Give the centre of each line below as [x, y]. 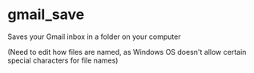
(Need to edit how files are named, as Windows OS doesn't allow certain [127, 52]
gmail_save [46, 15]
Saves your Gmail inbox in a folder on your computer [94, 36]
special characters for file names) [63, 60]
